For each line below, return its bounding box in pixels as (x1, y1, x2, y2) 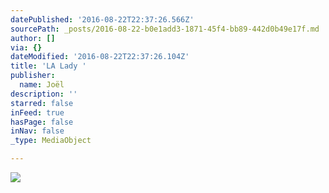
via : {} (10, 42, 43, 53)
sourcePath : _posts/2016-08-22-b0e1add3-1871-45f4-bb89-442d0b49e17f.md (10, 24, 320, 34)
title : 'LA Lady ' (10, 61, 87, 71)
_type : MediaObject (10, 136, 92, 146)
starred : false (10, 98, 74, 108)
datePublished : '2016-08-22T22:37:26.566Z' (10, 14, 195, 25)
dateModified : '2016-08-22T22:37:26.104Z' (10, 52, 190, 62)
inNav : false (10, 126, 65, 136)
